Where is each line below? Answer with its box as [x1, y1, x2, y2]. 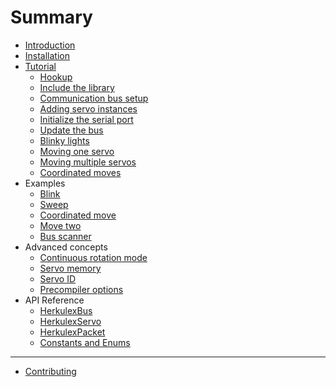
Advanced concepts [24, 241, 108, 253]
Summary [10, 6, 93, 29]
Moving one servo [39, 145, 115, 157]
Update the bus [39, 124, 104, 136]
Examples [24, 177, 66, 189]
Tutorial [24, 60, 57, 72]
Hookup [39, 71, 73, 83]
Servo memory [39, 262, 102, 274]
